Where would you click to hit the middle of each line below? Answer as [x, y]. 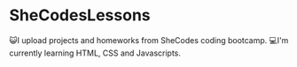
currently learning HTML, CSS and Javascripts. [95, 53]
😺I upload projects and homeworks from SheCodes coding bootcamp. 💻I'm [149, 40]
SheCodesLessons [80, 15]
